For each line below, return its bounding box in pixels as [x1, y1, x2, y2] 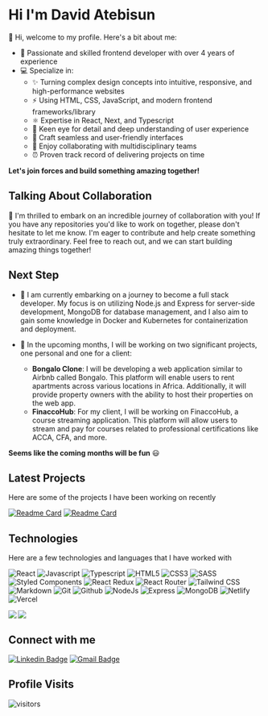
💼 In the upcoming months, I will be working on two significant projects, [19, 339, 258, 349]
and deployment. [19, 324, 76, 334]
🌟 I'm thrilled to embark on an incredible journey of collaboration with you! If [8, 210, 261, 220]
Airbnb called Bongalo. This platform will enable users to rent [31, 373, 235, 382]
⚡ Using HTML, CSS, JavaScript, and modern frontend [31, 95, 213, 105]
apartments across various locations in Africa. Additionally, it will [31, 381, 247, 390]
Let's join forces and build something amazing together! [8, 165, 200, 175]
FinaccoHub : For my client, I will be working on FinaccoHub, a [31, 406, 239, 416]
